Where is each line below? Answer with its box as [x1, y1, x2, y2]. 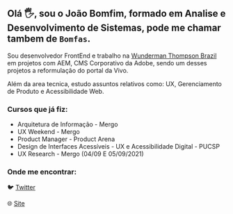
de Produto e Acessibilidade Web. [7, 87, 104, 95]
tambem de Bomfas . [7, 33, 91, 45]
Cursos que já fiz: [7, 104, 68, 114]
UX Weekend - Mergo [17, 128, 80, 136]
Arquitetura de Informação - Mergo [17, 120, 118, 129]
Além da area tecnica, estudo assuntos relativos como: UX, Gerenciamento [7, 79, 223, 88]
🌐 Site [7, 199, 26, 208]
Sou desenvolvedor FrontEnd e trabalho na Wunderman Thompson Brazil [7, 51, 217, 60]
